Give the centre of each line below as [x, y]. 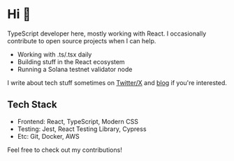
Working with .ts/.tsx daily [54, 54]
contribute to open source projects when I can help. [82, 40]
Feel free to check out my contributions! [65, 150]
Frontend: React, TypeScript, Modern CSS [78, 121]
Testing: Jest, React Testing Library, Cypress [82, 129]
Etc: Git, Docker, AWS [49, 136]
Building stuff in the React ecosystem [71, 61]
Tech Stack [32, 105]
